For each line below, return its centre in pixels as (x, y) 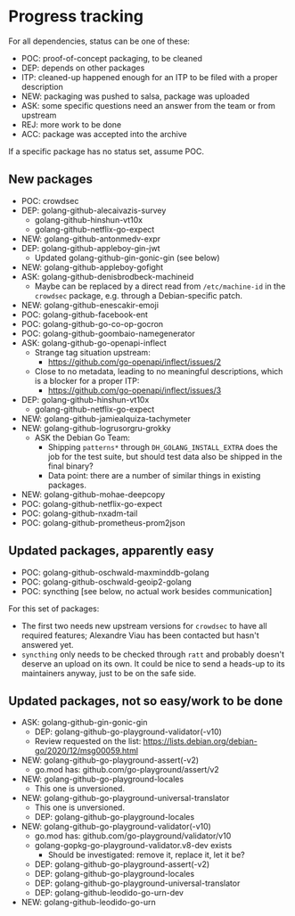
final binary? (71, 466)
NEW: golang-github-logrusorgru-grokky (96, 428)
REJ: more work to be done (71, 124)
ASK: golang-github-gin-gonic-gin (84, 723)
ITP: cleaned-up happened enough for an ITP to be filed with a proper (149, 77)
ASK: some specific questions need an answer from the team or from (148, 105)
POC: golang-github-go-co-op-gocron (92, 323)
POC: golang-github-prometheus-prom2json (103, 522)
